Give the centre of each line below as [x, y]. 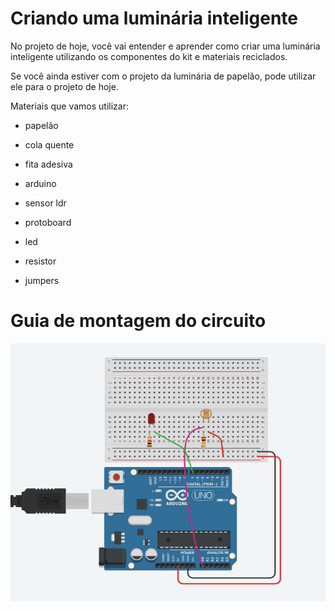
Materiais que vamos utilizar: [70, 106]
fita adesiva [48, 164]
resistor [40, 261]
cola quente [49, 144]
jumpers [42, 280]
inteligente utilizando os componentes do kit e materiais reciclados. [149, 56]
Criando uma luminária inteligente [154, 18]
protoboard [48, 222]
